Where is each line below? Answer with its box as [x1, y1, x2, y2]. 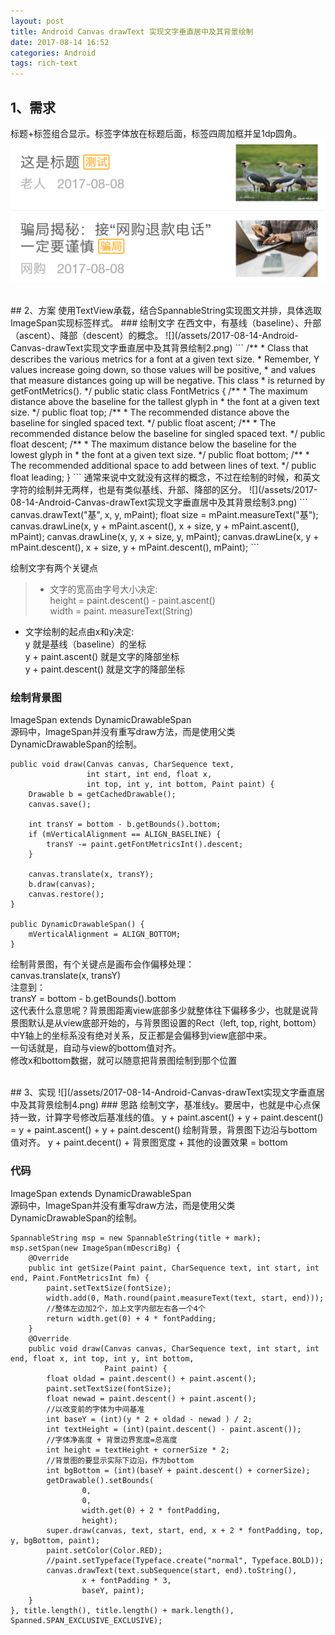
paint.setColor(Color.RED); [46, 1545, 163, 1555]
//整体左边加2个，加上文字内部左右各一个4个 [46, 1303, 206, 1314]
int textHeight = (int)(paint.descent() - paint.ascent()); [46, 1424, 302, 1434]
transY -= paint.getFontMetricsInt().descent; [46, 840, 244, 850]
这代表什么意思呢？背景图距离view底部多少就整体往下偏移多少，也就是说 [10, 1005, 310, 1017]
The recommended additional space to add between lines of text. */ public [10, 460, 317, 472]
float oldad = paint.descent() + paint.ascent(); [46, 1373, 257, 1384]
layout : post [10, 16, 65, 26]
